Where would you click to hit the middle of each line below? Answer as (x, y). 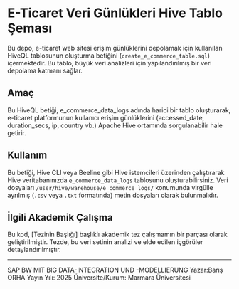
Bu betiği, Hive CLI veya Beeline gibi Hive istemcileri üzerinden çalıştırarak (116, 172)
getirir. (17, 132)
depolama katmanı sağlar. (45, 70)
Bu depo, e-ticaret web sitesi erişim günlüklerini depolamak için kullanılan (115, 48)
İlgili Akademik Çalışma (60, 217)
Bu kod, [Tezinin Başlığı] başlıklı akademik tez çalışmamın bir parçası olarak (117, 235)
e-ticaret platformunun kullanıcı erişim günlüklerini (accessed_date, (106, 117)
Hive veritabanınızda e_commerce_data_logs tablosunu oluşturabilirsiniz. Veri (118, 180)
